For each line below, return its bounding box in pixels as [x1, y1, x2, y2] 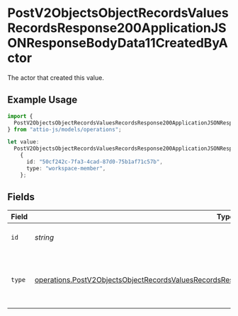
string [34, 233, 55, 242]
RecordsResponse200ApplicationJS [7, 20, 227, 36]
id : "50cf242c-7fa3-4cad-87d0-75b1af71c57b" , [25, 158, 163, 165]
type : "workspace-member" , [25, 165, 106, 172]
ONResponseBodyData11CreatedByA [7, 35, 228, 51]
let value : [7, 139, 40, 146]
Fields [7, 191, 35, 203]
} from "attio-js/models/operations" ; [7, 126, 122, 133]
